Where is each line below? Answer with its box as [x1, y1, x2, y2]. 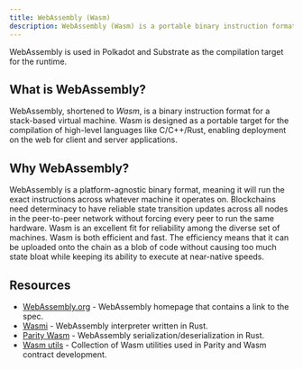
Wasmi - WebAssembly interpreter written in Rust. [22, 320, 209, 331]
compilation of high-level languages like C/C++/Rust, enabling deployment [9, 125, 287, 136]
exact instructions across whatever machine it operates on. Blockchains [9, 194, 277, 205]
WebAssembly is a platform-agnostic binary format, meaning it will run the [9, 184, 286, 195]
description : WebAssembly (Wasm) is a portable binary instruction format [9, 22, 297, 31]
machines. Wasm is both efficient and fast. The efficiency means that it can [9, 232, 289, 243]
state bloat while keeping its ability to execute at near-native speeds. [9, 251, 264, 262]
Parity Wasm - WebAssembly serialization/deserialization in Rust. [22, 329, 265, 340]
